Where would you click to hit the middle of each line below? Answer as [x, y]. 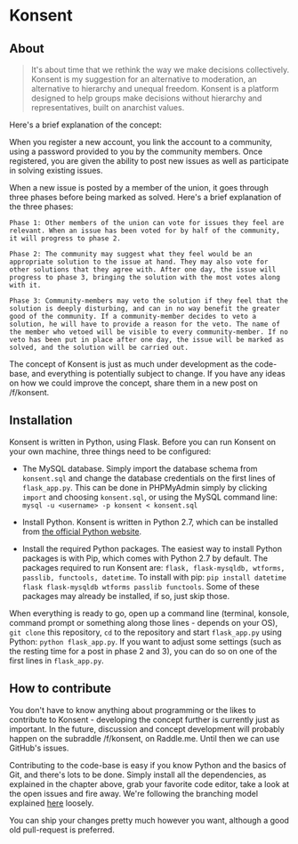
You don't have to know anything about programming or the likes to [133, 710]
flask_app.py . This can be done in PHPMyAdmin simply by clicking [145, 487]
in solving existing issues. [56, 170]
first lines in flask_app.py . [56, 661]
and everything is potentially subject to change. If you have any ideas [159, 373]
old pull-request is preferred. [62, 830]
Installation [41, 421]
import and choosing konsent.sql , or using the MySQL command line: [150, 497]
